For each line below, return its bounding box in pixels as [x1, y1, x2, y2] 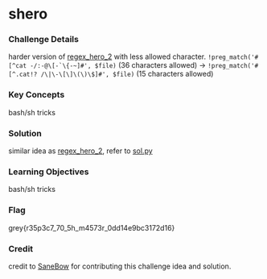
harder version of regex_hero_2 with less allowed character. [8, 52, 207, 61]
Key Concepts [8, 90, 65, 101]
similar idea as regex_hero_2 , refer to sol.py [8, 146, 153, 156]
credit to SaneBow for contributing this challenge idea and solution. [8, 261, 232, 271]
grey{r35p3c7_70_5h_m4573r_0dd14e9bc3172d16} [8, 223, 175, 232]
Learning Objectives [8, 166, 90, 177]
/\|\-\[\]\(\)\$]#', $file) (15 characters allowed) [40, 69, 214, 79]
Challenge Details [8, 34, 79, 45]
